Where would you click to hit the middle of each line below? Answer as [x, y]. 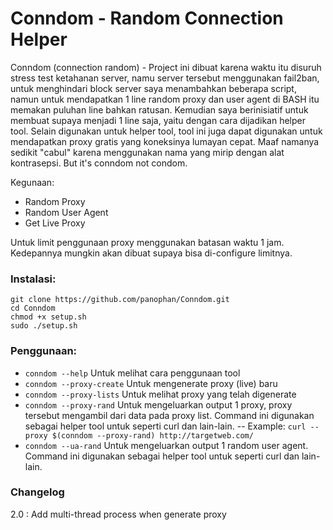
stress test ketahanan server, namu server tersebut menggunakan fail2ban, [165, 78]
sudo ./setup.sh [44, 326]
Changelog [37, 492]
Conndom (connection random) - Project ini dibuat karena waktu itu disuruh [166, 67]
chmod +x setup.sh [48, 317]
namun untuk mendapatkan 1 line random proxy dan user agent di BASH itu [165, 99]
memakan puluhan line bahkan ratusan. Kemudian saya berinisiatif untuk [159, 109]
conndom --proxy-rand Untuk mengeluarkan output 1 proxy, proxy [158, 404]
